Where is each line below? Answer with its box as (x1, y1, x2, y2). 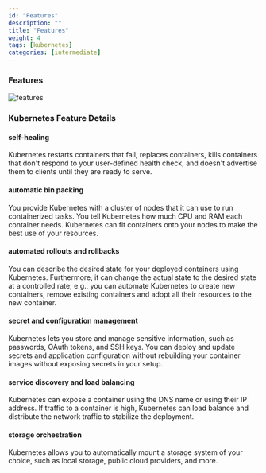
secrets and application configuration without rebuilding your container (8, 351, 241, 360)
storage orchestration (8, 430, 82, 440)
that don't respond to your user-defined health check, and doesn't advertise (8, 158, 258, 168)
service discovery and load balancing (8, 377, 135, 386)
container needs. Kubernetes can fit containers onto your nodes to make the (8, 219, 258, 229)
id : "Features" (8, 11, 59, 20)
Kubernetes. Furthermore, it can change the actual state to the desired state (8, 272, 256, 282)
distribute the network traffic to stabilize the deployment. (8, 412, 195, 421)
